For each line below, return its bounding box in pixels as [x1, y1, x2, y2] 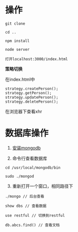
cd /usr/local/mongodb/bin [5, 165, 61, 170]
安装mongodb [12, 145, 41, 151]
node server [5, 47, 30, 52]
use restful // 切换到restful [5, 213, 65, 218]
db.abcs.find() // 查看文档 [5, 223, 60, 228]
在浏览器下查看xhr [5, 108, 42, 114]
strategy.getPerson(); [5, 90, 52, 95]
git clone [5, 21, 26, 26]
